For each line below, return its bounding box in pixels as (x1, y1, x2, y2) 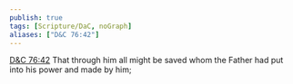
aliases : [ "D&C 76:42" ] (9, 30, 100, 39)
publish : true (9, 13, 64, 23)
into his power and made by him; (9, 64, 132, 75)
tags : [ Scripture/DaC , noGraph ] (9, 22, 132, 31)
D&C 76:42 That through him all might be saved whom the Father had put (9, 55, 284, 66)
